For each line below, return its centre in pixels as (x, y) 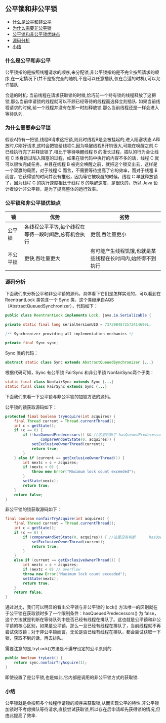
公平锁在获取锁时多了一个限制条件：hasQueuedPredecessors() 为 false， (84, 614)
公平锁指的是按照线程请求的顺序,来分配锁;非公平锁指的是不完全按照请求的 (80, 72)
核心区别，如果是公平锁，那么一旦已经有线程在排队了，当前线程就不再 (89, 626)
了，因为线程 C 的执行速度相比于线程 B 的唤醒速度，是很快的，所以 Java (79, 183)
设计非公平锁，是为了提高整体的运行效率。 (57, 189)
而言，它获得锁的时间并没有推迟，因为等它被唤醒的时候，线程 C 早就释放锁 (82, 177)
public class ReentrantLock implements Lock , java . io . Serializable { (78, 315)
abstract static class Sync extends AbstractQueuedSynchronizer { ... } (79, 362)
